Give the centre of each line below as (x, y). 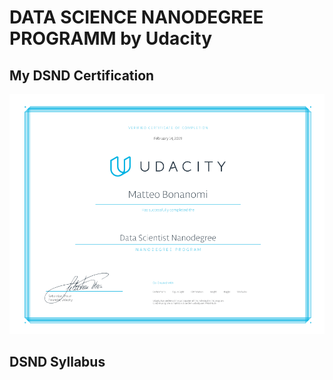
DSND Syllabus (57, 362)
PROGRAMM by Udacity (111, 38)
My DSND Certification (82, 75)
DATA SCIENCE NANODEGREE (136, 17)
